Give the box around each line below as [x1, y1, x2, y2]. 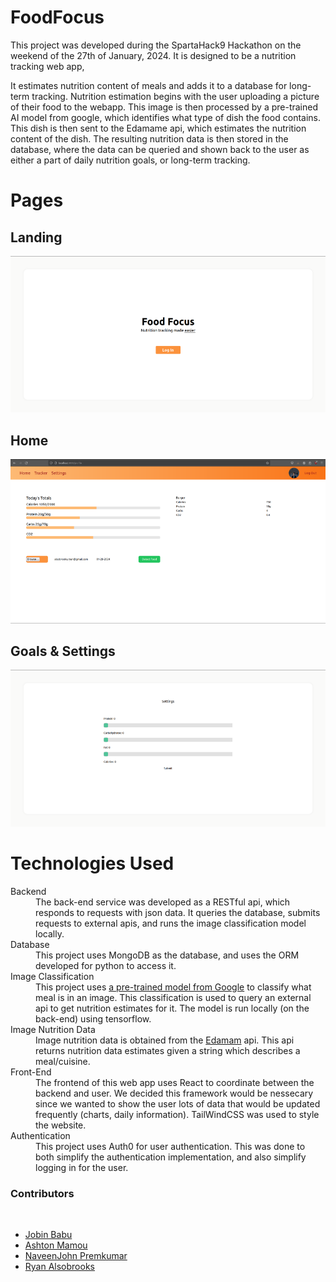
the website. [35, 1119, 87, 1131]
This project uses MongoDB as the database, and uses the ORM [35, 949, 300, 961]
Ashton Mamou [24, 1239, 88, 1251]
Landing [10, 229, 63, 246]
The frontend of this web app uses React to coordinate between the [35, 1076, 315, 1088]
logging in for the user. [35, 1161, 129, 1173]
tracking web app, [10, 60, 85, 72]
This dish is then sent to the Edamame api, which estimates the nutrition [10, 122, 307, 134]
